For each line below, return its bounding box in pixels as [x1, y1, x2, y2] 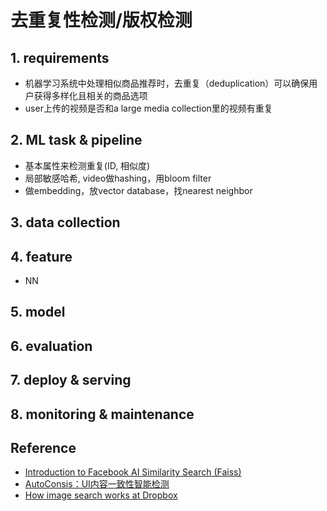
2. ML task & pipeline [10, 132, 143, 149]
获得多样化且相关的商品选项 [33, 90, 148, 101]
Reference [10, 439, 77, 456]
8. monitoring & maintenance [10, 406, 195, 423]
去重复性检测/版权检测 [10, 9, 193, 32]
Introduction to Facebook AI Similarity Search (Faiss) [24, 466, 242, 478]
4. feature [10, 248, 73, 265]
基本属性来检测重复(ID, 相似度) [24, 159, 151, 171]
